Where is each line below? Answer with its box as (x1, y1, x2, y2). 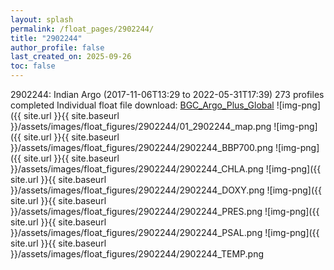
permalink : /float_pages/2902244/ (10, 24, 155, 34)
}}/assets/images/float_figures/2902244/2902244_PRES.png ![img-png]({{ (10, 206, 320, 217)
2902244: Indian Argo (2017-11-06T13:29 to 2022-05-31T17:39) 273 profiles (10, 89, 325, 100)
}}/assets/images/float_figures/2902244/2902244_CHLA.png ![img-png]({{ (10, 163, 322, 175)
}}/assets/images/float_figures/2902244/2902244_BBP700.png (10, 142, 273, 153)
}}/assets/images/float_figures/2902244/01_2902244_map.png (10, 121, 272, 132)
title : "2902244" (10, 33, 83, 43)
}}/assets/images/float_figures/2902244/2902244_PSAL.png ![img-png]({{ (10, 227, 320, 238)
